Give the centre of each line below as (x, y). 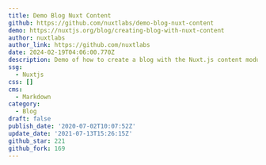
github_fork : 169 (37, 148)
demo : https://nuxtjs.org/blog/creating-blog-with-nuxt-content (116, 30)
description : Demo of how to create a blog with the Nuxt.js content (125, 60)
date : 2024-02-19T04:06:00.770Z (61, 52)
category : (25, 104)
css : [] (21, 82)
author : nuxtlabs (37, 38)
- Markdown (33, 97)
